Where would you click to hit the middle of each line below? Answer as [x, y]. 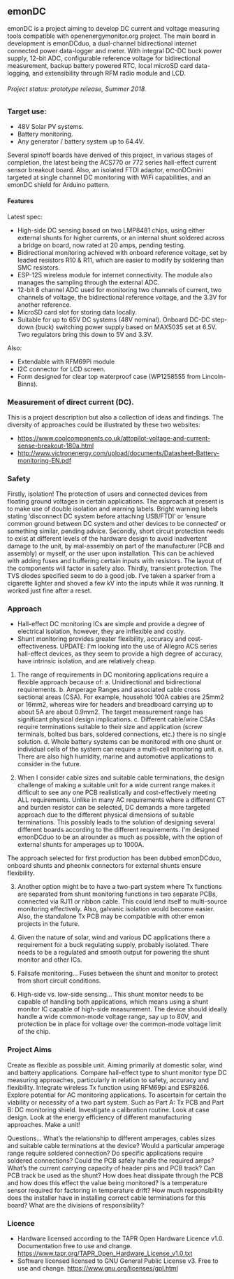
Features [20, 201]
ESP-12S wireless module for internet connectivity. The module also [115, 275]
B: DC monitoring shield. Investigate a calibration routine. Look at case [108, 1109]
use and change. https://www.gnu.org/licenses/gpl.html [97, 1268]
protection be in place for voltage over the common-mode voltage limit [119, 1024]
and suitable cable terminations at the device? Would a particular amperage [116, 1145]
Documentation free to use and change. [75, 1246]
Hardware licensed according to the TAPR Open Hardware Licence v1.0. [121, 1238]
